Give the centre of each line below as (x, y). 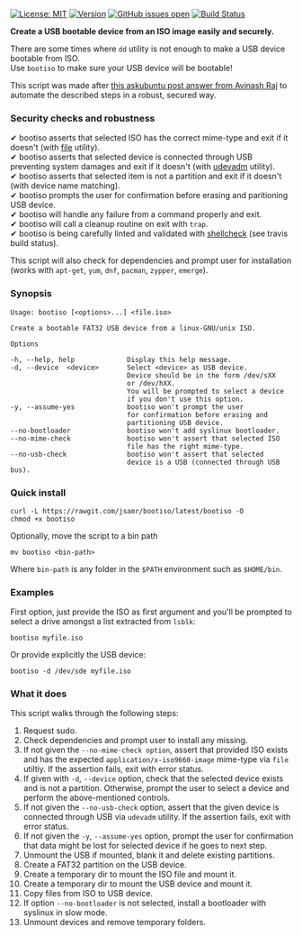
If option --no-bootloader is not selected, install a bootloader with (145, 903)
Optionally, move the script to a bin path (84, 535)
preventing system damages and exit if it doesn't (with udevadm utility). (143, 167)
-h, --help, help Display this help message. (121, 359)
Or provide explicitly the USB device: (78, 655)
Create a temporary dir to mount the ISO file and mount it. (130, 875)
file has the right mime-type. (185, 446)
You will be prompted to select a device (205, 391)
